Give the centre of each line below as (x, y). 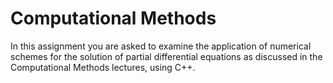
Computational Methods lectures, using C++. (103, 67)
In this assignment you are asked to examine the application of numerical (161, 46)
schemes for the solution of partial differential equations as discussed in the (166, 56)
